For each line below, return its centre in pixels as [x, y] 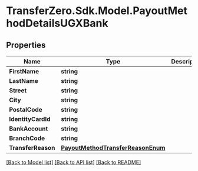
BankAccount [29, 129]
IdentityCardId [30, 119]
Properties [26, 45]
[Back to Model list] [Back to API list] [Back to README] [74, 162]
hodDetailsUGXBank [57, 23]
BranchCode [27, 138]
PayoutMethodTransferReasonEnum [113, 148]
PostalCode [26, 110]
